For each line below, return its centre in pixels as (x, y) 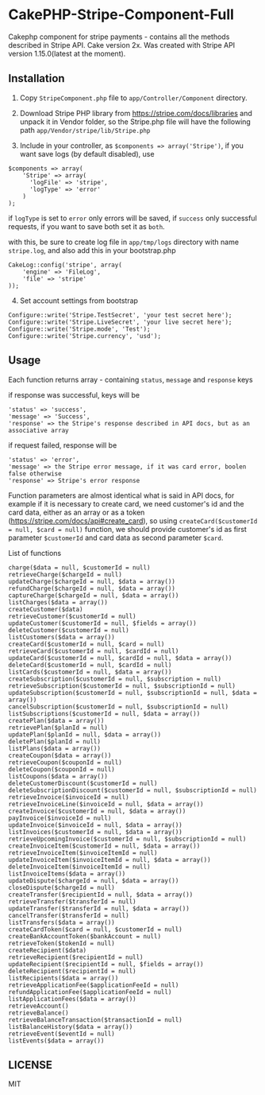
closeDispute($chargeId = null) (61, 887)
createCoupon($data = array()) (60, 755)
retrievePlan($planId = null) (58, 728)
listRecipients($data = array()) (63, 978)
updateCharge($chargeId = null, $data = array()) (92, 581)
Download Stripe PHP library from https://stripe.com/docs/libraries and (136, 113)
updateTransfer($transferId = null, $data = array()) (99, 908)
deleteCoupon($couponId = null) (61, 769)
